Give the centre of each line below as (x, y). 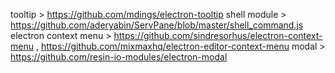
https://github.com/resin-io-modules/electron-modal (119, 57)
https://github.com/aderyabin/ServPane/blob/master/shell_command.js (157, 25)
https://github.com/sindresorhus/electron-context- (218, 35)
